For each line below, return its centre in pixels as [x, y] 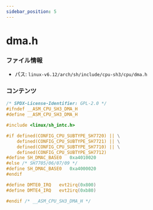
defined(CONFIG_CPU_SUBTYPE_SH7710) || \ [68, 147]
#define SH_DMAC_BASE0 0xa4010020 [51, 158]
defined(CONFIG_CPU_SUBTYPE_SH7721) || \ [68, 141]
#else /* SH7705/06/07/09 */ [42, 163]
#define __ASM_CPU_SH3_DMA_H [42, 115]
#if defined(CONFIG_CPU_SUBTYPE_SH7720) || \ [63, 136]
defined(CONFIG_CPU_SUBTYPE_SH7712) [62, 152]
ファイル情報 [25, 60]
